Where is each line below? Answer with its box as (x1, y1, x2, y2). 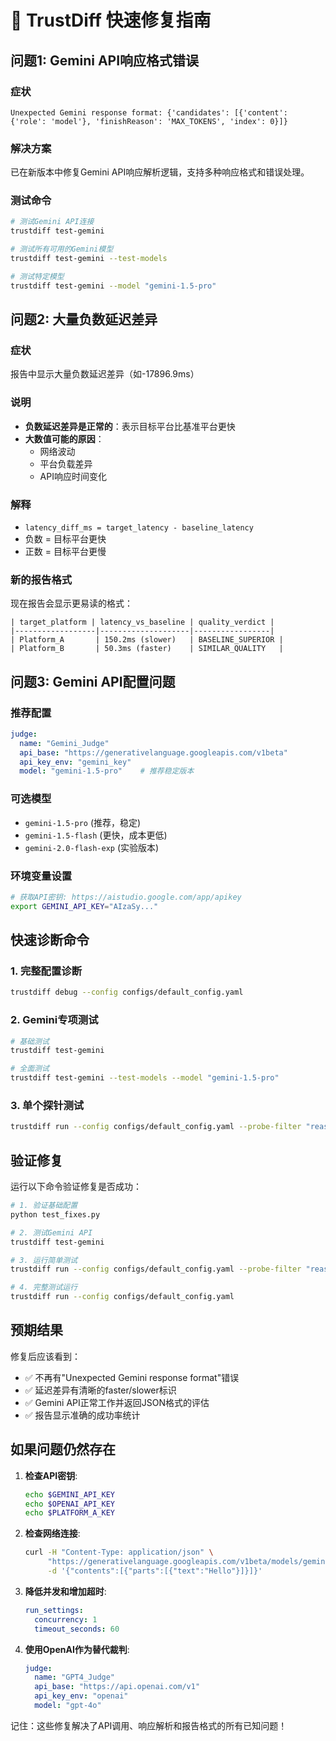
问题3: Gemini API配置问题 (10, 673, 176, 690)
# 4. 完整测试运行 (10, 1282, 78, 1293)
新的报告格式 (10, 572, 73, 586)
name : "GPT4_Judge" (34, 1672, 116, 1683)
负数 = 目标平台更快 (24, 533, 107, 545)
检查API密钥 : (24, 1469, 78, 1481)
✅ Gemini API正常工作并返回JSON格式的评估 (24, 1396, 210, 1408)
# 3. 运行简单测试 (10, 1255, 78, 1265)
